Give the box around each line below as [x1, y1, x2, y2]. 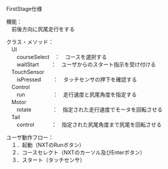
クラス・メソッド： [6, 38, 54, 45]
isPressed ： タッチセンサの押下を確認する [16, 76, 137, 83]
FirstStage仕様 [6, 5, 43, 12]
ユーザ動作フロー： [6, 134, 54, 141]
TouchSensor [11, 69, 45, 75]
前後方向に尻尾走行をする [11, 26, 75, 32]
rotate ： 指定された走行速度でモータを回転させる [16, 106, 163, 113]
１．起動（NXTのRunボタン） [11, 141, 85, 149]
